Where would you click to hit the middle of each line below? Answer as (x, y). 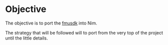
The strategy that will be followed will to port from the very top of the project (84, 32)
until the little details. (27, 38)
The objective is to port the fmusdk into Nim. (51, 23)
